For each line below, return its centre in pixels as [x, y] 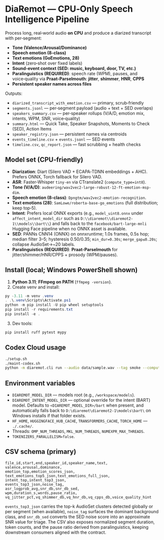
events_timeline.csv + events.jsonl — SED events [63, 139]
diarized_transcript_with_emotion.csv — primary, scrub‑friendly [78, 103]
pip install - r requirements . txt [39, 310]
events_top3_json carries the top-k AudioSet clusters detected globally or [79, 506]
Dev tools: [22, 323]
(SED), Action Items [32, 129]
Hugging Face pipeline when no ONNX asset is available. [69, 229]
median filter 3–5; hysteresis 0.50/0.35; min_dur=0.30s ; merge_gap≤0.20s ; [85, 239]
